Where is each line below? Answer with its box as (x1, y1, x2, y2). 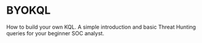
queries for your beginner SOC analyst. (6, 29, 105, 36)
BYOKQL (6, 4, 50, 17)
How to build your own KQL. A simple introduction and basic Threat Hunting (6, 23, 197, 30)
